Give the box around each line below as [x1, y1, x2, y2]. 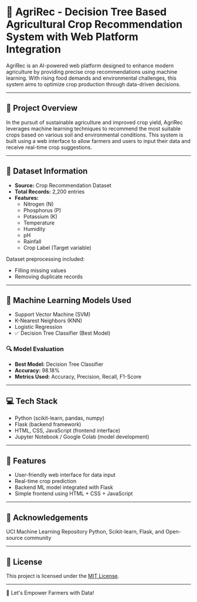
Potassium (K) [23, 213, 57, 220]
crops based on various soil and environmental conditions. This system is [6, 131, 184, 138]
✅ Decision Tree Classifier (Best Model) [14, 329, 111, 336]
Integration [6, 43, 62, 56]
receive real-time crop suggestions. [6, 144, 93, 151]
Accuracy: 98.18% [14, 366, 60, 374]
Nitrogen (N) [23, 200, 54, 208]
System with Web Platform [6, 30, 139, 43]
